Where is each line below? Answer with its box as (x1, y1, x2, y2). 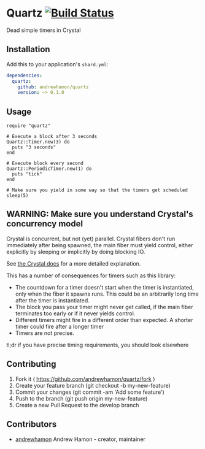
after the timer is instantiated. (15, 296, 90, 304)
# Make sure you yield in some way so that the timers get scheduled (6, 187, 188, 193)
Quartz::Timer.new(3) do (6, 139, 70, 145)
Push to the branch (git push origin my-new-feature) (15, 394, 148, 402)
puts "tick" (12, 171, 43, 177)
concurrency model (6, 218, 83, 229)
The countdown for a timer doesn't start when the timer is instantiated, (15, 283, 195, 291)
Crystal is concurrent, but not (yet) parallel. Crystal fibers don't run (6, 235, 176, 242)
